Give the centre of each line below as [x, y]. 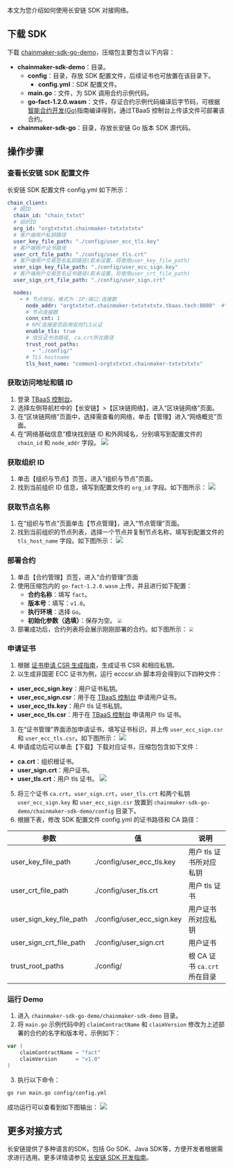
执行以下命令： [38, 1080]
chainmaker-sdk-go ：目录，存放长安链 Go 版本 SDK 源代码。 [106, 128]
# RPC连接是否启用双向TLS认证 [64, 325]
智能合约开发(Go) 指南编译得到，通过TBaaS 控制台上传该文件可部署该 [126, 110]
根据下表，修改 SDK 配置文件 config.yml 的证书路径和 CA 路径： [109, 819]
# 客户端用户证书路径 [40, 248]
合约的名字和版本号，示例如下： [75, 1033]
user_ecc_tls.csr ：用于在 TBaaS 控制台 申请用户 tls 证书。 [101, 714]
